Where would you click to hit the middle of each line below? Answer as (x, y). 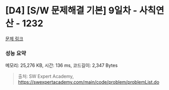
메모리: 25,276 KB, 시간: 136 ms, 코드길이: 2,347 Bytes (62, 65)
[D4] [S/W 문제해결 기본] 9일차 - (71, 11)
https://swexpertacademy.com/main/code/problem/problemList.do (89, 82)
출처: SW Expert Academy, (46, 76)
